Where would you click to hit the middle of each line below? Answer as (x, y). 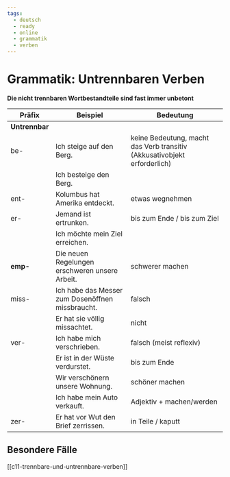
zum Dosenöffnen (85, 299)
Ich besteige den (82, 174)
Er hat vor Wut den (86, 417)
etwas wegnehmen (161, 198)
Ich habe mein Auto (87, 397)
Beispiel (90, 115)
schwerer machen (159, 266)
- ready (24, 26)
